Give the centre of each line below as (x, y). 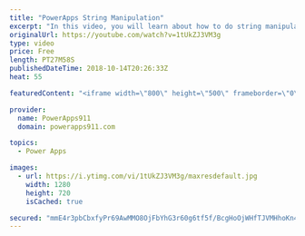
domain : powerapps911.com (67, 127)
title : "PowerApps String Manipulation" (87, 18)
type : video (32, 43)
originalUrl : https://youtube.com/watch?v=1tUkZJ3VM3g (115, 34)
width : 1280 (48, 184)
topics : (24, 143)
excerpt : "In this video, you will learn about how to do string (135, 26)
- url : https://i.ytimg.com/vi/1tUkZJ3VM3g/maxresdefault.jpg (138, 176)
